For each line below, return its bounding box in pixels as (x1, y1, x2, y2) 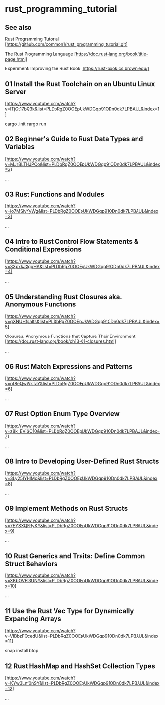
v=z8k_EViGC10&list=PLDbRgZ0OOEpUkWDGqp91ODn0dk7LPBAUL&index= (5, 428, 160, 434)
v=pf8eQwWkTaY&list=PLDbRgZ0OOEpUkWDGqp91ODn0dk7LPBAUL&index (5, 380, 160, 386)
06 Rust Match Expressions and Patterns (5, 362, 133, 370)
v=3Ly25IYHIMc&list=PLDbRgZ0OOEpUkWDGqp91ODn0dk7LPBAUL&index (5, 475, 158, 481)
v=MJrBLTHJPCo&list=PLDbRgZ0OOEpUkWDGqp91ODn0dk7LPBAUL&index (5, 161, 160, 167)
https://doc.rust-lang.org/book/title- (75, 51, 149, 57)
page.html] (5, 56, 27, 62)
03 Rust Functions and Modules (5, 190, 105, 199)
